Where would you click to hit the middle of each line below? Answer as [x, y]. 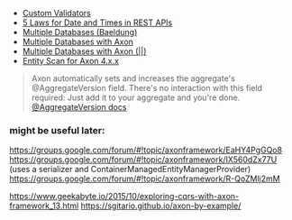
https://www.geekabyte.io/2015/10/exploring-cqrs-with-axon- [124, 197]
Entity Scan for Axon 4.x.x [71, 61]
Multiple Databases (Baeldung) [80, 32]
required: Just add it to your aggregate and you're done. [136, 97]
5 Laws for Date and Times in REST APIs [97, 23]
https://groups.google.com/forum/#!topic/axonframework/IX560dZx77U [143, 160]
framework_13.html [44, 206]
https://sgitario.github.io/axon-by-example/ [161, 206]
